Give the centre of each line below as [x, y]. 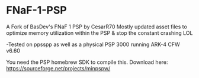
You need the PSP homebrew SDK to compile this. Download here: [87, 62]
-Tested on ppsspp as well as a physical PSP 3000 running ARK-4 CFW [93, 44]
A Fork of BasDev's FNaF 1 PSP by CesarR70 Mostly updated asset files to [97, 27]
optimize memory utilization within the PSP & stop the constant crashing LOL [99, 32]
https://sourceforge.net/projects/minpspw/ [58, 68]
